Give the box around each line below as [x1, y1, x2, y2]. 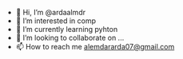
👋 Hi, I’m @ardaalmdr [15, 8, 86, 17]
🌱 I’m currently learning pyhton [15, 25, 118, 33]
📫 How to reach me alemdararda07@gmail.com [15, 42, 175, 51]
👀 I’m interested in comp [15, 16, 97, 26]
